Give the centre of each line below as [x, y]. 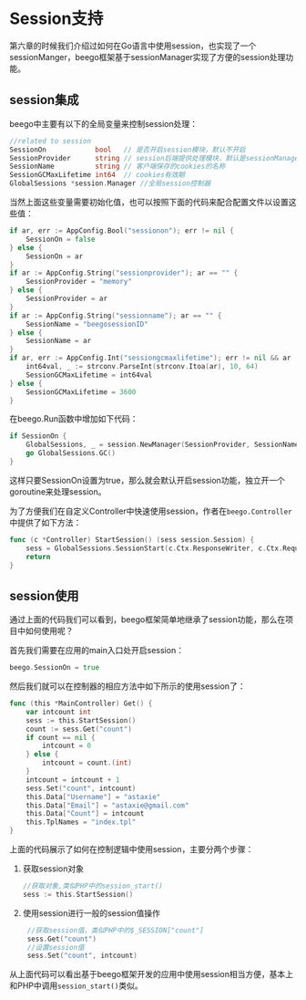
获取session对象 [53, 869]
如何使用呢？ [49, 631]
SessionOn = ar [55, 256]
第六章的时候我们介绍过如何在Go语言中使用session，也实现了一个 [133, 46]
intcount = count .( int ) [87, 763]
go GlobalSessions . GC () [71, 453]
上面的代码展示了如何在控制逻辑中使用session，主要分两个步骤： [132, 849]
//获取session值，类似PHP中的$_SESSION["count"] [115, 930]
